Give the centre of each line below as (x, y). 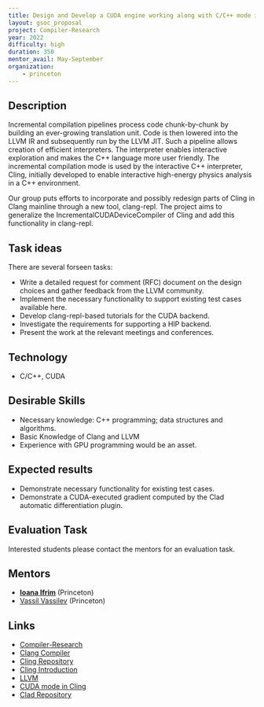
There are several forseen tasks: (60, 267)
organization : (31, 67)
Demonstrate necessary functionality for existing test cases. (117, 488)
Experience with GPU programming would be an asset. (108, 444)
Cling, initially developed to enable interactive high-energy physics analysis (130, 175)
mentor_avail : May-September (56, 60)
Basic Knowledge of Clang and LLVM (79, 436)
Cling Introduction (49, 670)
